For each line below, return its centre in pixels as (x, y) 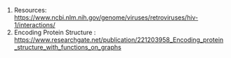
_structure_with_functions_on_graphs (67, 47)
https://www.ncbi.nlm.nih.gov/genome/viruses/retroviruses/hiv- (106, 17)
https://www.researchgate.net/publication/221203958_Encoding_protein (119, 40)
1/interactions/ (35, 25)
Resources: (30, 10)
